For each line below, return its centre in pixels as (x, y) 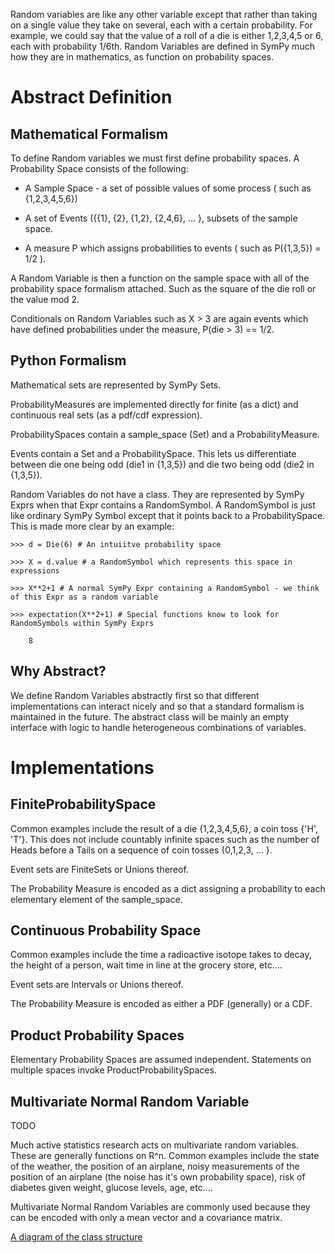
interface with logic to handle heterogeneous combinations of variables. (158, 727)
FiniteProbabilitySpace (83, 804)
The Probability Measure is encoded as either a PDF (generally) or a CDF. (161, 1004)
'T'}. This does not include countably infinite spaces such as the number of (165, 839)
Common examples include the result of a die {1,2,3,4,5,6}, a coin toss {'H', (164, 828)
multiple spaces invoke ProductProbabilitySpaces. (113, 1070)
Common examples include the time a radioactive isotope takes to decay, (161, 955)
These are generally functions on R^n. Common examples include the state (165, 1156)
